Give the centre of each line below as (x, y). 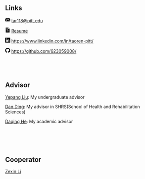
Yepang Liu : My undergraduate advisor (45, 97)
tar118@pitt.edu (27, 20)
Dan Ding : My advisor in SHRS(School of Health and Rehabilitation (72, 107)
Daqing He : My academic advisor (39, 121)
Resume (20, 31)
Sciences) (15, 112)
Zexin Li (13, 172)
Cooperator (23, 160)
